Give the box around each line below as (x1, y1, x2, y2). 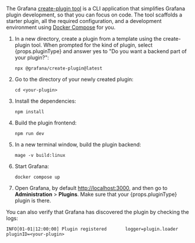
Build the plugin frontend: (14, 119, 77, 126)
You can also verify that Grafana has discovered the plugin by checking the (6, 209, 189, 215)
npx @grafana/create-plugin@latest (14, 65, 103, 71)
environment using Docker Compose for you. (6, 24, 116, 31)
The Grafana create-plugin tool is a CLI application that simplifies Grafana (6, 5, 186, 12)
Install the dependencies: (14, 97, 77, 104)
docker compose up (14, 174, 60, 180)
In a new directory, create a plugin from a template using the (14, 35, 162, 42)
